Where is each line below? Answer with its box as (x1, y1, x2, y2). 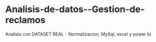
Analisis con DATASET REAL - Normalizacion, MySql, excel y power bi (5, 31, 151, 37)
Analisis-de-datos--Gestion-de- (5, 4, 145, 15)
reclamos (5, 14, 46, 26)
